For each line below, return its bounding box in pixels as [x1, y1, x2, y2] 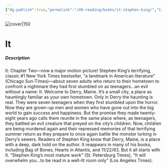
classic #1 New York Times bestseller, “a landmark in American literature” [5, 73, 155, 79]
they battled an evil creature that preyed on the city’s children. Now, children [5, 120, 162, 126]
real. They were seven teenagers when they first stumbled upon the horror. [5, 99, 159, 105]
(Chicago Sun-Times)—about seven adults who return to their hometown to [5, 78, 160, 84]
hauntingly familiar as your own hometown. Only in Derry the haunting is [5, 94, 153, 100]
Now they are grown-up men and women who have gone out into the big [5, 104, 154, 110]
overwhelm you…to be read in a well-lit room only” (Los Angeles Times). [5, 157, 153, 163]
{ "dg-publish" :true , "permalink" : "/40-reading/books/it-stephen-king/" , [5, 7, 157, 12]
